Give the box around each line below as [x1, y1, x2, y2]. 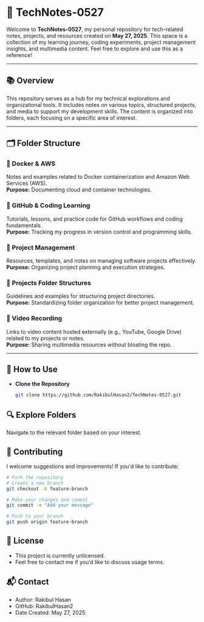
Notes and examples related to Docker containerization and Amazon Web [6, 173, 190, 181]
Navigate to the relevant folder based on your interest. [6, 429, 141, 437]
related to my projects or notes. [6, 334, 85, 342]
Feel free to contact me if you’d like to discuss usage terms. [15, 558, 165, 565]
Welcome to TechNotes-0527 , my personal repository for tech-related [6, 26, 183, 33]
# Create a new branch [6, 480, 64, 486]
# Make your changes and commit [6, 497, 88, 503]
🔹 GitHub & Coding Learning [6, 201, 90, 210]
